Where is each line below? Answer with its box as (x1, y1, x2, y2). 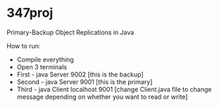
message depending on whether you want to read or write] (16, 93, 188, 101)
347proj (6, 5, 54, 21)
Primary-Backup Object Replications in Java (6, 28, 134, 36)
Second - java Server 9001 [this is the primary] (16, 77, 153, 86)
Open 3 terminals (16, 62, 68, 71)
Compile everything (16, 55, 75, 64)
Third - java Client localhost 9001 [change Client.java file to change (16, 85, 212, 93)
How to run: (6, 41, 41, 50)
